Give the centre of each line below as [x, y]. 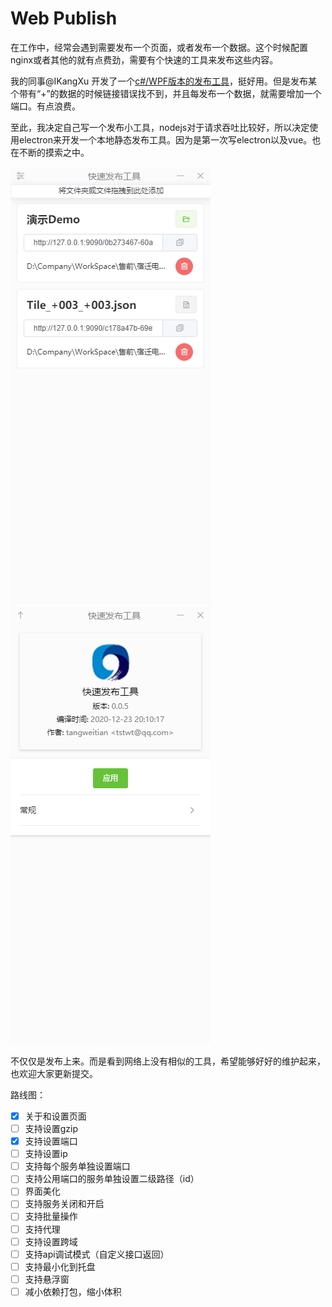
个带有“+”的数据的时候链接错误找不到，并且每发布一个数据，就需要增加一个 [166, 93]
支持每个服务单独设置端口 [77, 1166]
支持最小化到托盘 [60, 1266]
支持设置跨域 [51, 1241]
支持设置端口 [51, 1141]
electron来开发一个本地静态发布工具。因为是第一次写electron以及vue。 [165, 139]
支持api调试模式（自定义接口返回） [97, 1254]
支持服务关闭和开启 [64, 1204]
